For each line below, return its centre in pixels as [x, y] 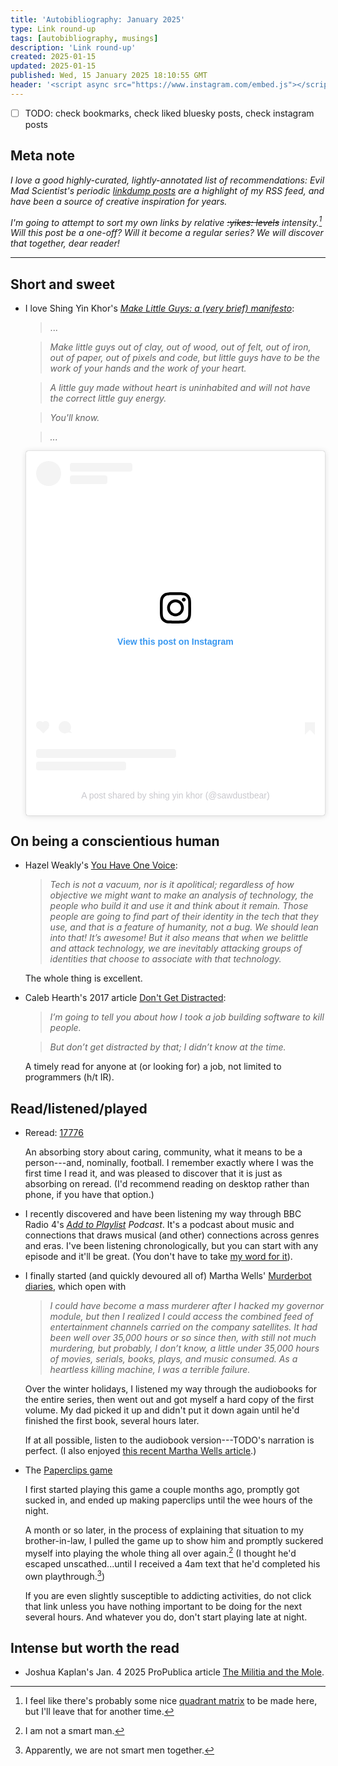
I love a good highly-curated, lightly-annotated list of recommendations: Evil [167, 180]
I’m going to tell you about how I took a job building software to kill [187, 1017]
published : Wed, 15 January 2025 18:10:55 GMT [109, 76]
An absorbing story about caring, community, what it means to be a [163, 1152]
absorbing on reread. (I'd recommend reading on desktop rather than [167, 1184]
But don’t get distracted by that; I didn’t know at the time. [168, 1047]
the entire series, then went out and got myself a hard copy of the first [169, 1400]
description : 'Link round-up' [73, 47]
